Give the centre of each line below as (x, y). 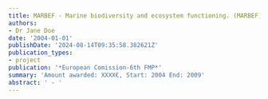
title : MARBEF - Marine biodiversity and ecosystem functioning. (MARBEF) (135, 16)
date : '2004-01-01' (41, 38)
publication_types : (41, 53)
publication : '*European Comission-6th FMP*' (85, 68)
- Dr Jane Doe (32, 30)
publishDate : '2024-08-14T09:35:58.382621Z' (83, 46)
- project (25, 61)
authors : (23, 23)
